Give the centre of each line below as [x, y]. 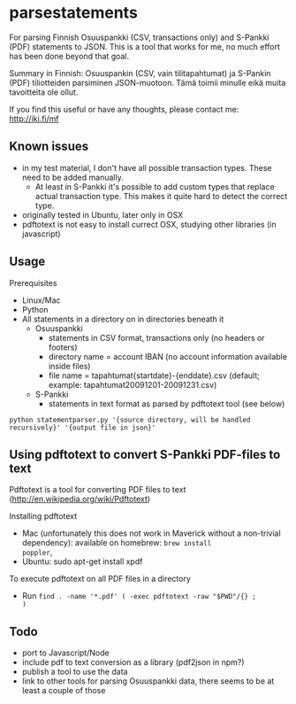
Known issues [49, 147]
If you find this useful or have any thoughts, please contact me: [124, 109]
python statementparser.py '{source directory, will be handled [130, 420]
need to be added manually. [72, 177]
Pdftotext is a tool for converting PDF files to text [98, 490]
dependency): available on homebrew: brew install [117, 543]
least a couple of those [64, 691]
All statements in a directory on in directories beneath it [123, 319]
